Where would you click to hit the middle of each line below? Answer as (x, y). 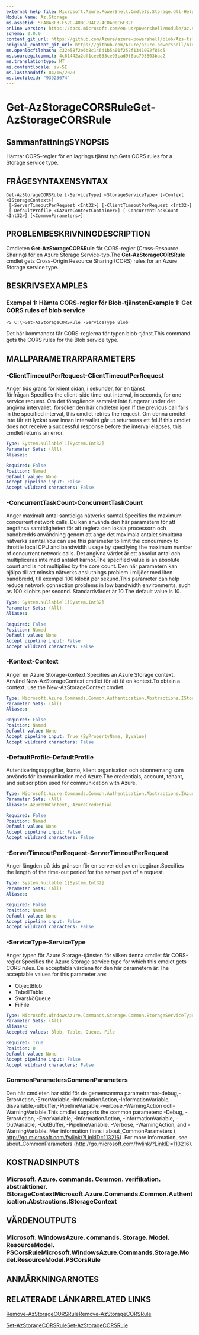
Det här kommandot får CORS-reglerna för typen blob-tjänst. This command (98, 334)
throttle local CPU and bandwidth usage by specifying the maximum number (99, 547)
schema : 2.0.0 (24, 34)
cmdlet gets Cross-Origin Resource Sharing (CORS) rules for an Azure (92, 261)
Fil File (22, 1004)
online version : (26, 28)
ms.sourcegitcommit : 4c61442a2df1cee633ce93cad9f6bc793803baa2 (86, 56)
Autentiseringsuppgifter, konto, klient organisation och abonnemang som (95, 770)
